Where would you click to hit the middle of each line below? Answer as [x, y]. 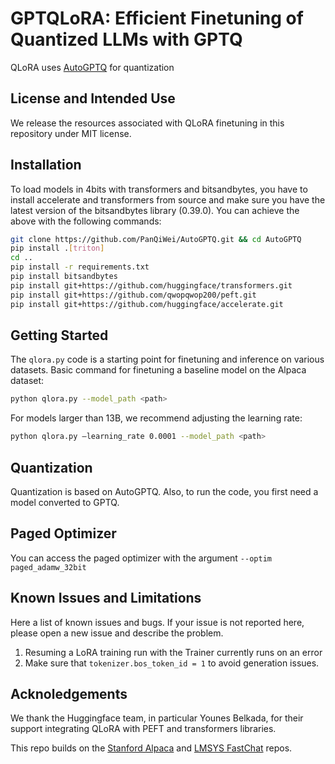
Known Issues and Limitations [106, 598]
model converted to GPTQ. [65, 502]
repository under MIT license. [71, 133]
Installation [46, 165]
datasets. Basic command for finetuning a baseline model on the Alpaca [158, 370]
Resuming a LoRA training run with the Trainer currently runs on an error [173, 652]
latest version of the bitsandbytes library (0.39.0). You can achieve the [155, 210]
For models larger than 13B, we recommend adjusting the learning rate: [156, 418]
